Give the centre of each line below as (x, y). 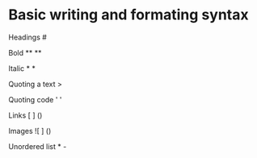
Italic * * (22, 68)
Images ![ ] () (30, 131)
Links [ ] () (25, 115)
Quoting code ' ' (35, 99)
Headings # (27, 37)
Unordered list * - (38, 146)
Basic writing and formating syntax (128, 15)
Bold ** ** (25, 52)
